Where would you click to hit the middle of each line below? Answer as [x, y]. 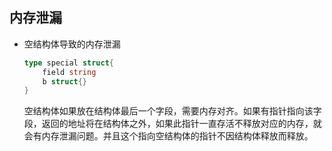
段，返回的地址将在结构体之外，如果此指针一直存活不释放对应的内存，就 [172, 124]
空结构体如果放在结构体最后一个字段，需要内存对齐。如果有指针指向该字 [172, 111]
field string [69, 72]
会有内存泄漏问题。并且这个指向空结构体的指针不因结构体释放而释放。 [168, 136]
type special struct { [68, 63]
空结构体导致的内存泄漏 [72, 44]
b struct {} [65, 81]
